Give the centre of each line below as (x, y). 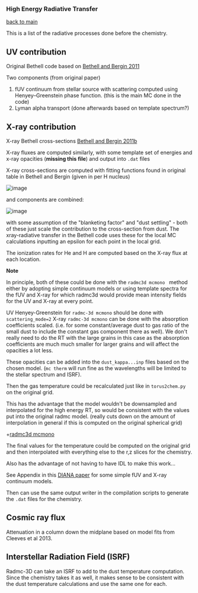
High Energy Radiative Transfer (52, 9)
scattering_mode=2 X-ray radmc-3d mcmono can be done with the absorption (97, 318)
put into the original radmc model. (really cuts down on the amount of (91, 416)
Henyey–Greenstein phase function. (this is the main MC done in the (98, 95)
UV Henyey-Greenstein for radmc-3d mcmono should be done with (85, 313)
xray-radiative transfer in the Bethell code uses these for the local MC (91, 235)
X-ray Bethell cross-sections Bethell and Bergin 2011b (72, 141)
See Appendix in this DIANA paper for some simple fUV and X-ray (87, 475)
